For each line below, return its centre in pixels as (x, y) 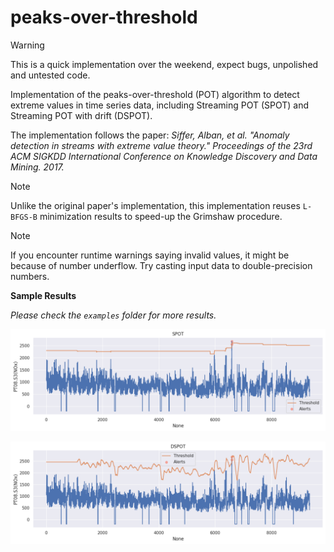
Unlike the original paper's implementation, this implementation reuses (155, 205)
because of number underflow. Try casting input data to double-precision (161, 265)
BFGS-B (24, 217)
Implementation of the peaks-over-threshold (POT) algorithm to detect (155, 94)
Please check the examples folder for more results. (113, 315)
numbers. (30, 276)
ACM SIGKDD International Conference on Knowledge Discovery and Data (164, 156)
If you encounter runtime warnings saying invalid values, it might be (150, 255)
